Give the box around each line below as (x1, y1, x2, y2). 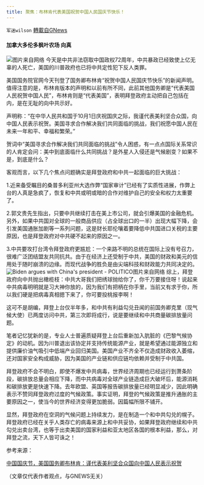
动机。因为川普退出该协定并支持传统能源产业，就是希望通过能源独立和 (22, 339, 198, 346)
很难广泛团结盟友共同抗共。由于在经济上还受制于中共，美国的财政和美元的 (6, 253, 192, 260)
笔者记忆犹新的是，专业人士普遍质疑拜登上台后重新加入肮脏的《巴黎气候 (6, 332, 187, 339)
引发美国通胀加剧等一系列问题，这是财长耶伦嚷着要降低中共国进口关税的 (6, 224, 187, 232)
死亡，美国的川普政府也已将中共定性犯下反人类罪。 (22, 63, 150, 71)
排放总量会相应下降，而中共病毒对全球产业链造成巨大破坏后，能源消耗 (22, 375, 198, 382)
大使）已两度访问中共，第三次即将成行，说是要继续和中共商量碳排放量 (11, 311, 187, 318)
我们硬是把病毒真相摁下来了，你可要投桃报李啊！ (11, 291, 134, 298)
